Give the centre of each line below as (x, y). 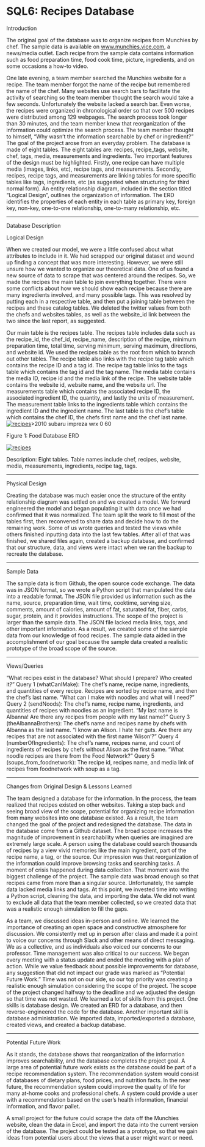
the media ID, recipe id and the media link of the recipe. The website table (99, 378)
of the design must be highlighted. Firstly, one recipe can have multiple (95, 162)
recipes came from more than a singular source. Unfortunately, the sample (100, 883)
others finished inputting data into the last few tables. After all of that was (99, 534)
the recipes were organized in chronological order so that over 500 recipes (100, 110)
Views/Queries (25, 666)
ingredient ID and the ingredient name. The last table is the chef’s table (95, 411)
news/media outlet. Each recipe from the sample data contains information (100, 53)
